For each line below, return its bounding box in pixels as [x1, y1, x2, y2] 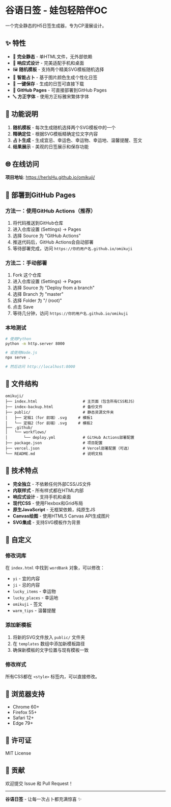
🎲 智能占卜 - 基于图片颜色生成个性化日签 [12, 74, 98, 80]
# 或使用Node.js [5, 350, 38, 355]
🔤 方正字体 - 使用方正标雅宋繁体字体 [12, 93, 89, 100]
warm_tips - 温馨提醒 [12, 607, 56, 613]
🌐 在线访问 [5, 159, 39, 169]
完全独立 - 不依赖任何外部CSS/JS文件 [12, 481, 92, 487]
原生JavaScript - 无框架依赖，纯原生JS [12, 506, 96, 512]
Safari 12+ [12, 715, 34, 721]
